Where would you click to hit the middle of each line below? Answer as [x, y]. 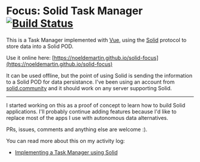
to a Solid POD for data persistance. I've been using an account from [90, 82]
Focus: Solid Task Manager [74, 11]
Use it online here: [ [30, 58]
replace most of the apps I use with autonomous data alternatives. [87, 117]
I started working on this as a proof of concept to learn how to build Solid [96, 105]
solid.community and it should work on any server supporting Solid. [89, 88]
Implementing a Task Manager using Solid [66, 152]
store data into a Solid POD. [40, 46]
